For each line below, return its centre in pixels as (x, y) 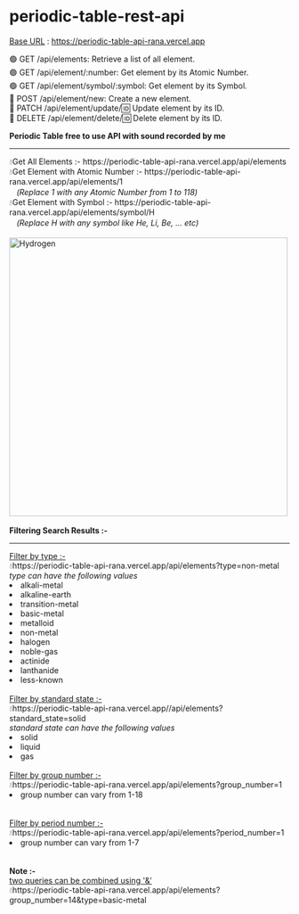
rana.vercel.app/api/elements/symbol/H (82, 212)
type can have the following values (73, 575)
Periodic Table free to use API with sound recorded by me (117, 136)
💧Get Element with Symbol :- (61, 202)
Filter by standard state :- (56, 698)
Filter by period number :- (57, 823)
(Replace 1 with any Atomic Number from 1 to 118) (107, 192)
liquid (31, 746)
